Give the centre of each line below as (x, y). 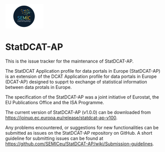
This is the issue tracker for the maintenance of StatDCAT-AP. (70, 61)
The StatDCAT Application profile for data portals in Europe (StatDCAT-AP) (83, 71)
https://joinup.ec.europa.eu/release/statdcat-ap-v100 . (61, 117)
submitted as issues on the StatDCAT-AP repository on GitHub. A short (79, 133)
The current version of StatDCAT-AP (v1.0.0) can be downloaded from (78, 112)
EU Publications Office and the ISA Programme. (55, 102)
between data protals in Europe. (38, 87)
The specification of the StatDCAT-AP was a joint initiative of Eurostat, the (82, 97)
